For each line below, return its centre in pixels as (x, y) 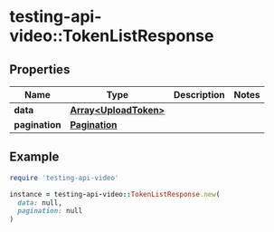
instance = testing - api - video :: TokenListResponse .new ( (115, 194)
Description (199, 95)
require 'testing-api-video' (64, 178)
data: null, (40, 203)
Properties (40, 69)
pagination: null (50, 211)
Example (34, 157)
